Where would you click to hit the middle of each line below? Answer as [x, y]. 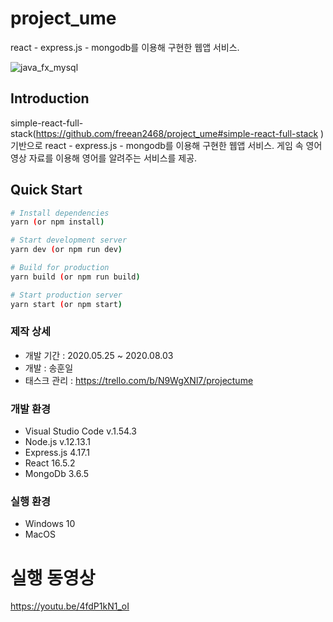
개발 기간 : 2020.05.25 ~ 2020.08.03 [99, 355]
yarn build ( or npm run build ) [75, 277]
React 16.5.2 [50, 463]
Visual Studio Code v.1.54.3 [80, 431]
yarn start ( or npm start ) [66, 304]
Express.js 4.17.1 [57, 453]
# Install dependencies [60, 213]
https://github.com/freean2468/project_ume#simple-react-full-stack [177, 133]
